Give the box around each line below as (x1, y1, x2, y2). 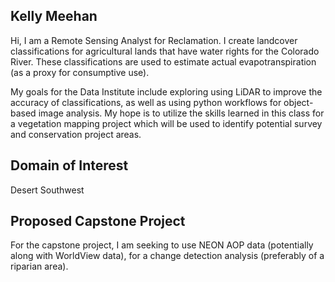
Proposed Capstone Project (10, 213, 186, 230)
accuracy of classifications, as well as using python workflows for (10, 96, 282, 108)
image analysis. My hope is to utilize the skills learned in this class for (38, 107, 325, 119)
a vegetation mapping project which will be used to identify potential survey (10, 117, 323, 129)
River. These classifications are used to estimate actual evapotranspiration (10, 55, 317, 68)
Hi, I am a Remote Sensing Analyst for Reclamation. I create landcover (10, 34, 298, 46)
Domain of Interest (10, 157, 129, 174)
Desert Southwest (10, 184, 85, 196)
